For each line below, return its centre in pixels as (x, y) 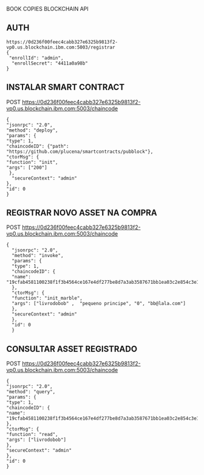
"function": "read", (32, 435)
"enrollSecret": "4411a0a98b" (50, 63)
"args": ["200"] (27, 167)
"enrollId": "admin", (36, 58)
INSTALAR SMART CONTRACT (66, 87)
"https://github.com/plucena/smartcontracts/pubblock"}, (80, 152)
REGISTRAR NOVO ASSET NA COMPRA (82, 213)
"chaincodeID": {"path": (38, 146)
